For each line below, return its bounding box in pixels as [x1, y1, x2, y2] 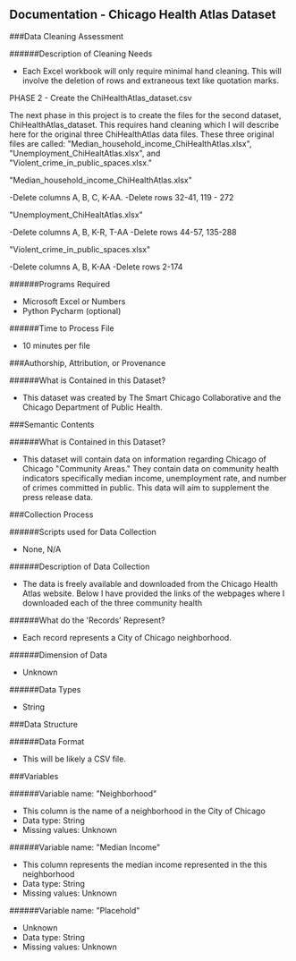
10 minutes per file [21, 340, 91, 351]
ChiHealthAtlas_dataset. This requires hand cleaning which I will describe [9, 119, 280, 130]
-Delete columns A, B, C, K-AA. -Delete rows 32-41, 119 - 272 [9, 191, 234, 202]
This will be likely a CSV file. [21, 753, 127, 764]
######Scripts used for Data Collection [9, 526, 156, 537]
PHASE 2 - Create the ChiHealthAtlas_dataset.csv [9, 92, 192, 103]
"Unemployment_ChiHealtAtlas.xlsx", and [9, 148, 161, 158]
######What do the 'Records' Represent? [9, 615, 165, 625]
